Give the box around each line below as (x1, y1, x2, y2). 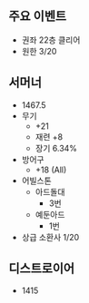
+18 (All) (35, 164, 67, 175)
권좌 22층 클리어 (21, 34, 81, 45)
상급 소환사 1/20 (21, 231, 80, 242)
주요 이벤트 (8, 8, 67, 24)
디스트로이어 (8, 261, 74, 277)
